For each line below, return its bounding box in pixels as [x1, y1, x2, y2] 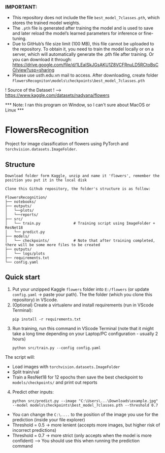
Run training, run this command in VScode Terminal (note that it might [12, 325, 154, 331]
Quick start [5, 273, 40, 282]
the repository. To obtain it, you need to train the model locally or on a [12, 46, 154, 52]
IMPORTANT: [5, 3, 37, 10]
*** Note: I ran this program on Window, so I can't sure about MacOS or [5, 102, 150, 108]
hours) [12, 336, 26, 341]
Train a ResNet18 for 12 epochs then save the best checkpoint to [12, 374, 143, 380]
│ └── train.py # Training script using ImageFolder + [5, 221, 155, 226]
